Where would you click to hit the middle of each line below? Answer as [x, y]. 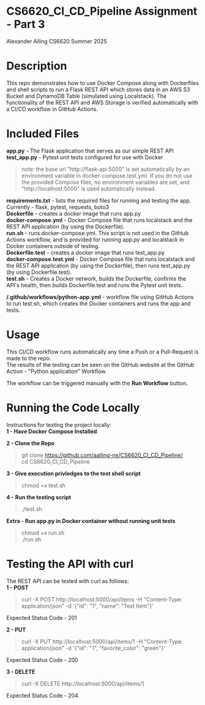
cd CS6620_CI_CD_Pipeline [56, 461]
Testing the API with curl [70, 564]
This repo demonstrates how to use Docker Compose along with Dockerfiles [102, 83]
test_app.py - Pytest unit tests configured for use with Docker [85, 157]
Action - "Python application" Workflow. [57, 371]
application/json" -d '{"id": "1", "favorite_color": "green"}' [93, 648]
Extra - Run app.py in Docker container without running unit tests [91, 521]
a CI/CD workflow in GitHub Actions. [52, 109]
